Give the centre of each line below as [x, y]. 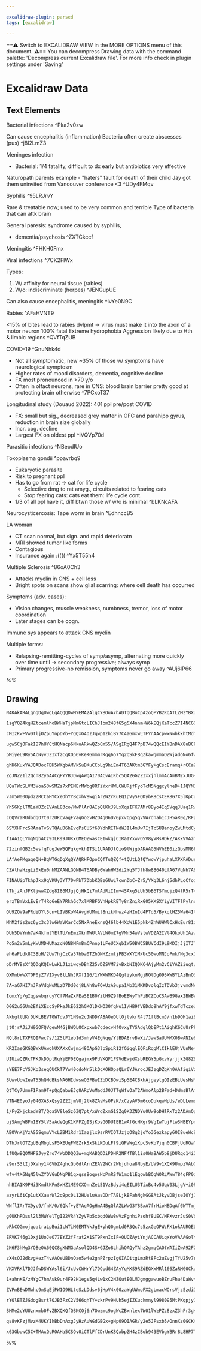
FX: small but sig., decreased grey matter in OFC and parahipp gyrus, [100, 416]
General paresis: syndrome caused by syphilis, [64, 225]
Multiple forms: [25, 644]
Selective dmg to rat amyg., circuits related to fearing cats [95, 489]
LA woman [19, 525]
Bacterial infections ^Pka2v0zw [45, 125]
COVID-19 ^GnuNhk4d [33, 349]
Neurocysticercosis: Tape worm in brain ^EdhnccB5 [70, 513]
